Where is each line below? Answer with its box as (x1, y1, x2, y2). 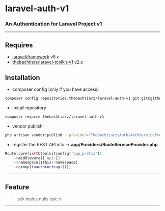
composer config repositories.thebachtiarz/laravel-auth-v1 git (5, 96, 139, 101)
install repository (12, 105, 47, 110)
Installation (5, 73, 40, 81)
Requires (5, 41, 33, 49)
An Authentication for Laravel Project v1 (5, 21, 102, 27)
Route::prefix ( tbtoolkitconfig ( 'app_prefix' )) (5, 151, 102, 156)
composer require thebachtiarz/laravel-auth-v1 (5, 114, 105, 119)
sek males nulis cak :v (17, 196, 62, 202)
